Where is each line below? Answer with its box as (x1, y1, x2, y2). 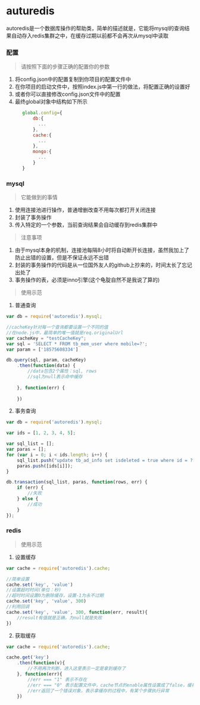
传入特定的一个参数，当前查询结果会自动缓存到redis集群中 (14, 222, 158, 229)
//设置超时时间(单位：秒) (6, 587, 61, 593)
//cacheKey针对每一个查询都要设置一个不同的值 (6, 325, 108, 330)
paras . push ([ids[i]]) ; (17, 463, 73, 469)
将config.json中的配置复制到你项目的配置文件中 (14, 76, 132, 83)
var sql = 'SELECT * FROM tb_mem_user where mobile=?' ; (6, 341, 148, 347)
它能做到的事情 (20, 194, 58, 201)
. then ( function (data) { (17, 363, 76, 369)
